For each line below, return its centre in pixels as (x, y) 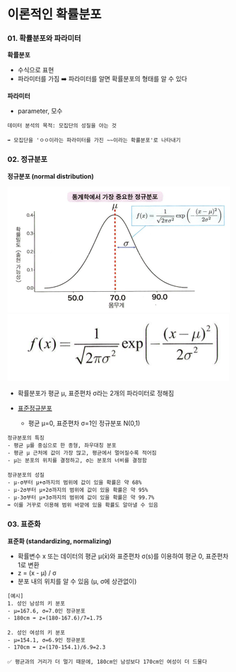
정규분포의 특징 (26, 438)
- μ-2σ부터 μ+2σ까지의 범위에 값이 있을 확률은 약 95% (78, 490)
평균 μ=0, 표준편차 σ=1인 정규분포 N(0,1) (84, 423)
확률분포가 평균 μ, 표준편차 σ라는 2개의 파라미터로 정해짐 (96, 394)
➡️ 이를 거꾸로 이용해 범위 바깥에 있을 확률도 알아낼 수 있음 (83, 505)
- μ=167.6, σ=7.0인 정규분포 (47, 611)
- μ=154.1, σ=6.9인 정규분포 (47, 640)
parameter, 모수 (40, 111)
